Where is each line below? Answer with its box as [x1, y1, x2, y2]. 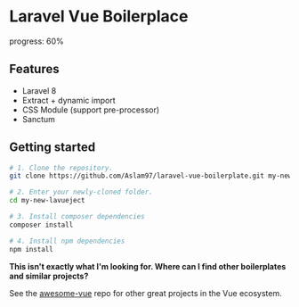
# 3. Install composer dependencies [9, 212, 145, 221]
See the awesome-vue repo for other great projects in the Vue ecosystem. [9, 287, 282, 298]
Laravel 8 [21, 85, 57, 95]
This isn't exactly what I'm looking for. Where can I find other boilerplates [9, 261, 287, 271]
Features [9, 62, 60, 77]
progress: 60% [9, 36, 64, 46]
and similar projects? [9, 270, 89, 281]
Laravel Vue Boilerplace [9, 6, 189, 27]
